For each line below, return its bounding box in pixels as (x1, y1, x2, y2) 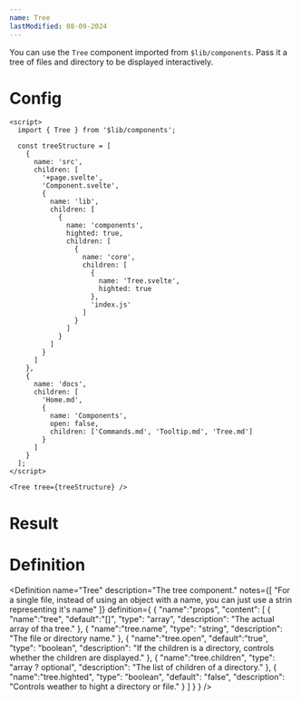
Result (9, 513, 59, 533)
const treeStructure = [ (17, 141, 112, 151)
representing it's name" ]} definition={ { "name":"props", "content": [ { (9, 604, 271, 615)
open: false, (49, 419, 100, 429)
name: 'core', (82, 253, 136, 262)
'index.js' (90, 300, 131, 309)
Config (9, 88, 62, 109)
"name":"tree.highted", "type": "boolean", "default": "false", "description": (9, 671, 286, 682)
